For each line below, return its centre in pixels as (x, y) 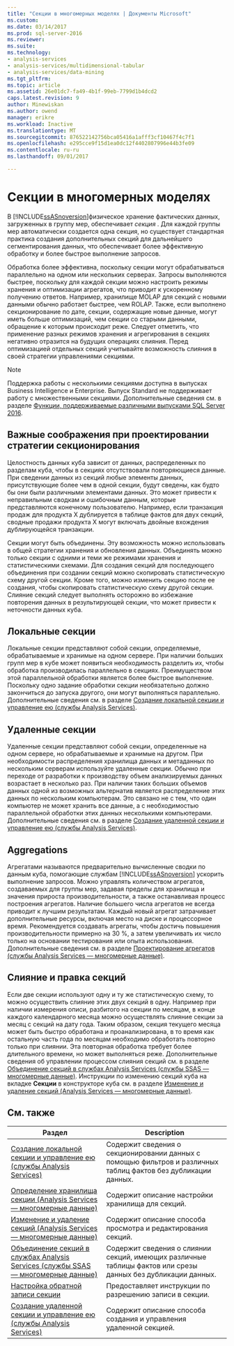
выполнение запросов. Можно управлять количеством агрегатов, (106, 882)
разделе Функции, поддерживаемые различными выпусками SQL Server (116, 405)
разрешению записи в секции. (158, 1294)
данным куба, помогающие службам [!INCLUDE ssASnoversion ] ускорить (116, 874)
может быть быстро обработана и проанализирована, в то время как (111, 1031)
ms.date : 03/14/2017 (37, 27)
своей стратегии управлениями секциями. (71, 356)
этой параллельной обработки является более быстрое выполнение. (111, 678)
